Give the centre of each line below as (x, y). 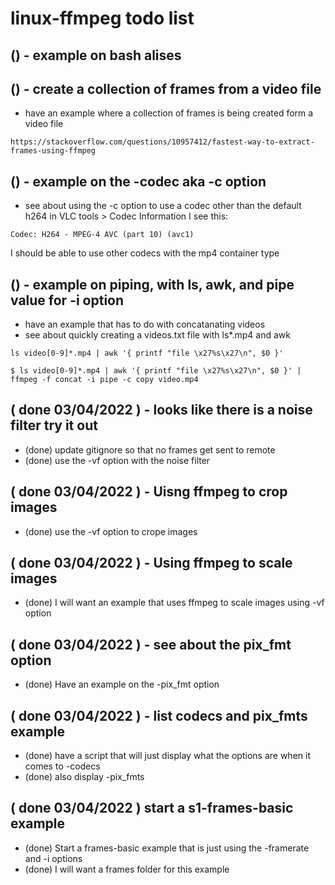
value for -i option (67, 300)
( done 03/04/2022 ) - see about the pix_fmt (151, 644)
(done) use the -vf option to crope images (111, 531)
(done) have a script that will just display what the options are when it (167, 756)
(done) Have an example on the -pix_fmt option (122, 684)
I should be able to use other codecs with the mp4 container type (145, 253)
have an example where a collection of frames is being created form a (169, 113)
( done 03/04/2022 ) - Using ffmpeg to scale (151, 563)
